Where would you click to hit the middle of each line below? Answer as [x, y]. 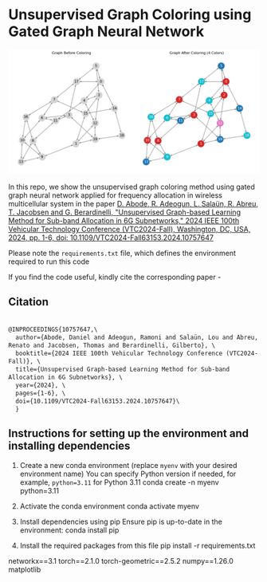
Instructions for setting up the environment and [129, 433]
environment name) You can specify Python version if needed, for [128, 474]
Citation [29, 302]
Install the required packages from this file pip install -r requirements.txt [137, 545]
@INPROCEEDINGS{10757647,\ [53, 329]
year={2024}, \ [41, 385]
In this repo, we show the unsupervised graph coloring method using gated [132, 187]
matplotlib [25, 569]
